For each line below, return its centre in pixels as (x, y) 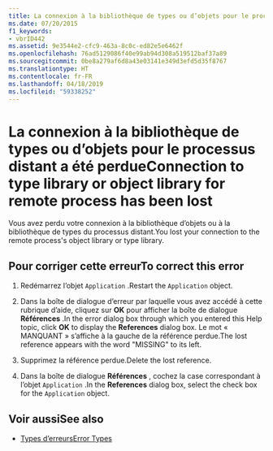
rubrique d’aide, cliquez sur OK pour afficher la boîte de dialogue (129, 310)
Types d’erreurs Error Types (66, 438)
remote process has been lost (110, 201)
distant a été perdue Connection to (126, 166)
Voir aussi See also (56, 419)
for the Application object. (65, 393)
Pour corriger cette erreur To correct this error (126, 266)
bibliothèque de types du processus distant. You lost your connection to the (134, 232)
